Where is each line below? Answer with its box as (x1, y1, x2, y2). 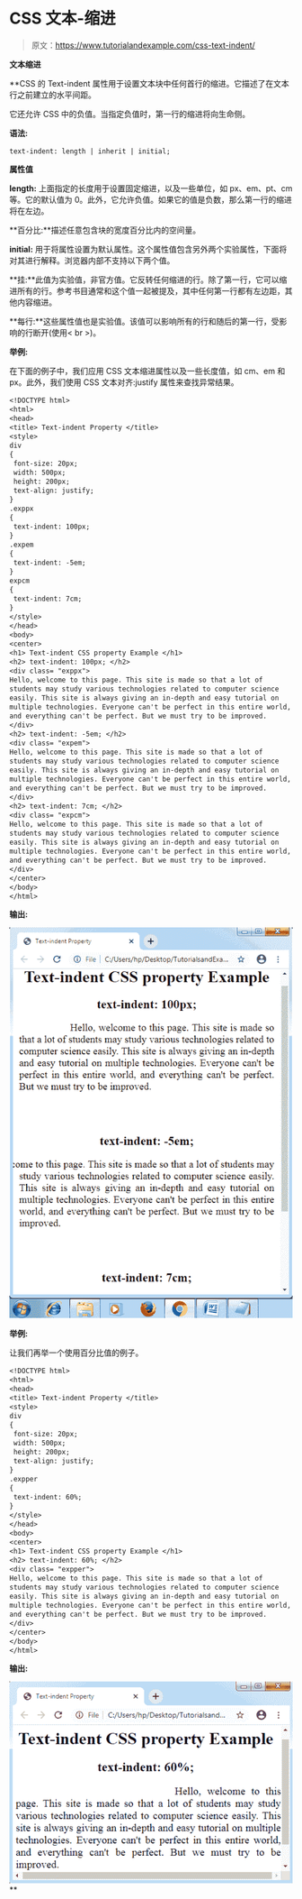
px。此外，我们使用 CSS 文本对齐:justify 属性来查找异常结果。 (9, 376, 240, 388)
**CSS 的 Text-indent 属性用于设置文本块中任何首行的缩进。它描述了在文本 (9, 78, 289, 88)
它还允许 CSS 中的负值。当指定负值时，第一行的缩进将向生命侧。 (9, 108, 251, 119)
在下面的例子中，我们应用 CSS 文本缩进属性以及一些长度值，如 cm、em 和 (9, 365, 286, 376)
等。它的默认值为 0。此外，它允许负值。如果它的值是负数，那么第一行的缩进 (9, 194, 292, 205)
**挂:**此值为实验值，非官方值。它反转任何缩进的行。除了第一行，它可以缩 (9, 274, 288, 285)
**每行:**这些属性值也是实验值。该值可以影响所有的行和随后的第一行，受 (9, 316, 280, 326)
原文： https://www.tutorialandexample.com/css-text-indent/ (31, 40, 256, 50)
